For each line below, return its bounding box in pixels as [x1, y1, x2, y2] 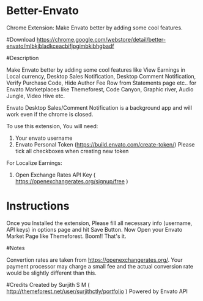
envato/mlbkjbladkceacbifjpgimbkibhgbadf [6, 42, 114, 50]
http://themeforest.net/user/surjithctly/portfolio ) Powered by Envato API [6, 288, 188, 295]
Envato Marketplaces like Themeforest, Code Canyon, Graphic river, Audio [6, 85, 194, 93]
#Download [6, 36, 35, 43]
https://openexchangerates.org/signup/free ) [15, 177, 128, 185]
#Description [6, 54, 39, 61]
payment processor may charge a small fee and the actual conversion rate [6, 262, 194, 270]
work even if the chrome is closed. [6, 110, 94, 118]
